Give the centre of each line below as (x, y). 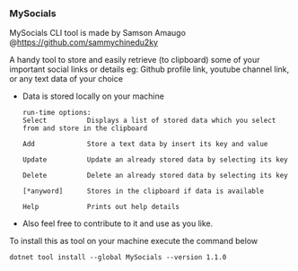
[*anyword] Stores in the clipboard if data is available (143, 191)
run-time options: (57, 113)
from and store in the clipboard (85, 128)
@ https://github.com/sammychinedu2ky (84, 42)
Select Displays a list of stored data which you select (149, 121)
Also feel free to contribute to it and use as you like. (118, 223)
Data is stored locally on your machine (93, 96)
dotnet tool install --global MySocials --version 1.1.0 (118, 258)
